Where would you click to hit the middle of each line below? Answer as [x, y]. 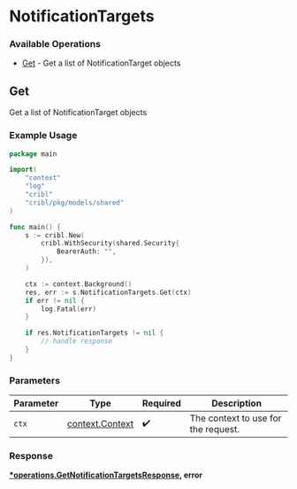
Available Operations [55, 44]
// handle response [77, 342]
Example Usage [43, 136]
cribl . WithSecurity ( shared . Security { [110, 244]
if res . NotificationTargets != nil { [95, 333]
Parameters [34, 380]
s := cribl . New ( [55, 235]
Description [237, 403]
